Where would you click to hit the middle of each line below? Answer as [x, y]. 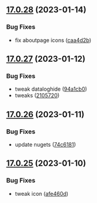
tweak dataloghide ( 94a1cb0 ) [51, 89]
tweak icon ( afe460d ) [42, 193]
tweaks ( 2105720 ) [37, 95]
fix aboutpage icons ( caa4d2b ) [53, 40]
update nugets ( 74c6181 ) [45, 145]
